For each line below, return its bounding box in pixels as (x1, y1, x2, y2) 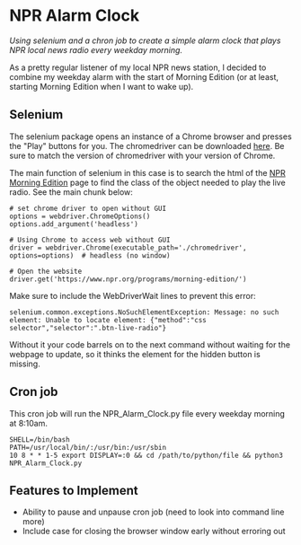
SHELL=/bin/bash (9, 435, 70, 444)
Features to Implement (9, 482, 138, 498)
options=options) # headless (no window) (9, 251, 171, 260)
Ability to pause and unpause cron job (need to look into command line (22, 506, 285, 517)
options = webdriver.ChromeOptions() (9, 212, 151, 221)
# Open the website (9, 267, 83, 276)
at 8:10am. (9, 418, 48, 428)
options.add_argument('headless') (9, 219, 139, 229)
